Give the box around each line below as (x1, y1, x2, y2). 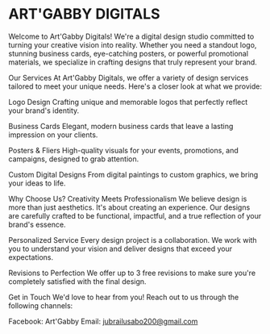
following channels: (8, 300, 73, 311)
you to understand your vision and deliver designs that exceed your (8, 244, 232, 253)
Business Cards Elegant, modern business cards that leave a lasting (8, 121, 234, 131)
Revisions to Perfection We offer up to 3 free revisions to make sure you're (8, 268, 256, 278)
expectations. (8, 252, 54, 262)
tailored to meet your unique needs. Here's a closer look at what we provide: (8, 81, 262, 91)
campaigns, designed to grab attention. (8, 154, 139, 164)
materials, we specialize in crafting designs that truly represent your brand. (8, 57, 258, 67)
